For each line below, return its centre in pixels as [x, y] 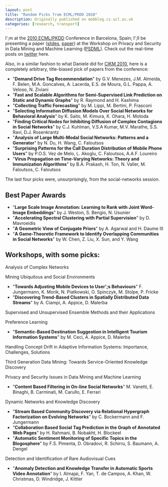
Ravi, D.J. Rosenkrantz [36, 132]
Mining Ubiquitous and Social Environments [50, 277]
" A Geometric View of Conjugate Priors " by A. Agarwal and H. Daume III [88, 228]
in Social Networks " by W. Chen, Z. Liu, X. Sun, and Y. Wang [75, 239]
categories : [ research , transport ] [42, 24]
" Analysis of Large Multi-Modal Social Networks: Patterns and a [80, 138]
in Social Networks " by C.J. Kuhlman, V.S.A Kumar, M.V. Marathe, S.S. [85, 127]
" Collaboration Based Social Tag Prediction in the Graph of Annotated [86, 427]
